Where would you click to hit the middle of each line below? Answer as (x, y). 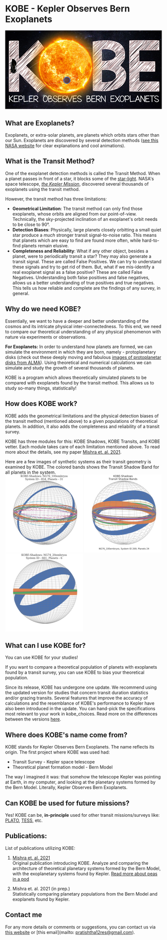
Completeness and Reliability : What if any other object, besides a (80, 251)
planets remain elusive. (45, 245)
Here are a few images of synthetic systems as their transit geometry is (78, 461)
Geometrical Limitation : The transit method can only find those (77, 208)
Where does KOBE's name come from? (66, 735)
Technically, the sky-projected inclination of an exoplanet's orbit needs (85, 219)
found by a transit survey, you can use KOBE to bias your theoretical (75, 672)
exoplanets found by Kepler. (41, 899)
